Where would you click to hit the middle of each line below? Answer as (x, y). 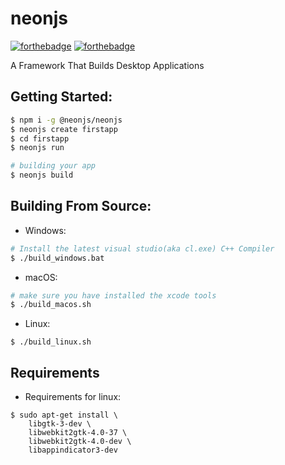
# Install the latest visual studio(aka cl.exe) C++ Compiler (142, 248)
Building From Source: (81, 206)
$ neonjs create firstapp (64, 129)
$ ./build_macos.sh (51, 305)
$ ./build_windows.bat (57, 258)
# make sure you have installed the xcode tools (113, 295)
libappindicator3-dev (73, 450)
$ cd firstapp (40, 138)
